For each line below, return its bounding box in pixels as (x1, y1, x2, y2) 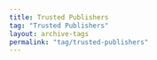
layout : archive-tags (9, 29, 90, 38)
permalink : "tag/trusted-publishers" (9, 37, 149, 47)
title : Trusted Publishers (9, 12, 109, 22)
